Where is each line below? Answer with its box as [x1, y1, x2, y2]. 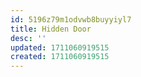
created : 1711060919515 [10, 52, 110, 62]
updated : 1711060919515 [10, 42, 110, 53]
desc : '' [10, 33, 47, 43]
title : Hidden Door [10, 24, 92, 34]
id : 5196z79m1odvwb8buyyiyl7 [10, 14, 132, 25]
